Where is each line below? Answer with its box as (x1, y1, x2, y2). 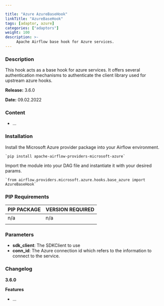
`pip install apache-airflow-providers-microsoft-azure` (5, 153, 126, 159)
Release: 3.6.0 (5, 87, 35, 93)
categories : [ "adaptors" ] (5, 25, 59, 30)
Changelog (5, 265, 32, 272)
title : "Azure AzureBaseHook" (5, 11, 68, 16)
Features (5, 286, 24, 292)
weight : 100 (5, 30, 30, 35)
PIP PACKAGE (7, 206, 41, 213)
